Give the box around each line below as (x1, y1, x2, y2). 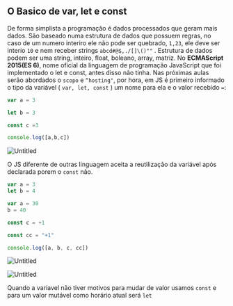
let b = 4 (7, 188, 36, 195)
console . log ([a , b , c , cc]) (7, 244, 89, 251)
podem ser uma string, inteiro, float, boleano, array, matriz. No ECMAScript (7, 54, 224, 62)
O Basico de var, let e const (7, 6, 127, 17)
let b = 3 (7, 109, 36, 116)
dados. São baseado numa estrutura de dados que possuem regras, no (7, 31, 211, 40)
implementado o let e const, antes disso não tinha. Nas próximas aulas (7, 68, 209, 76)
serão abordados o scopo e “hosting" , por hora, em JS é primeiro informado (7, 76, 225, 84)
